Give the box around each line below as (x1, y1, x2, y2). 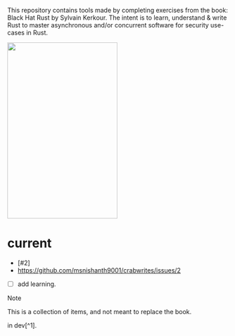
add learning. (17, 280, 56, 288)
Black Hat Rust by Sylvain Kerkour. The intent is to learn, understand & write (7, 13, 227, 22)
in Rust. (25, 28, 48, 37)
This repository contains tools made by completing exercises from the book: (7, 6, 229, 14)
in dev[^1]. (7, 321, 37, 330)
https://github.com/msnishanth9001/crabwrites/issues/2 (17, 266, 182, 274)
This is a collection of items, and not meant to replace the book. (7, 308, 192, 316)
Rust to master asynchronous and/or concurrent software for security (7, 21, 209, 29)
